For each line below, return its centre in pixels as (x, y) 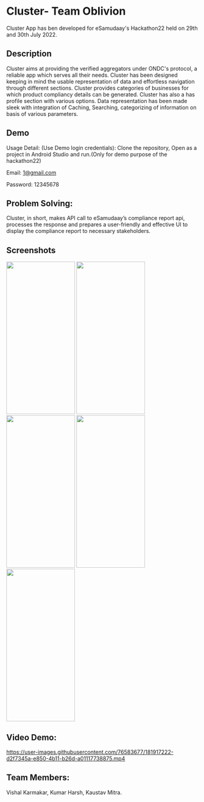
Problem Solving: (40, 203)
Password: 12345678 (33, 184)
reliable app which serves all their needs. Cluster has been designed (92, 75)
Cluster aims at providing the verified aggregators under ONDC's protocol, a (102, 68)
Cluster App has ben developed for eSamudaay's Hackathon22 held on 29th (102, 28)
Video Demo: (31, 737)
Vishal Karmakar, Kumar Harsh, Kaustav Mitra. (64, 792)
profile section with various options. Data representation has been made (97, 101)
